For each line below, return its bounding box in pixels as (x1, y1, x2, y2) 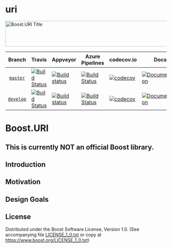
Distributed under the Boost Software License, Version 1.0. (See (5, 226, 140, 232)
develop (8, 96, 27, 102)
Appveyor (52, 56, 77, 63)
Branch (8, 56, 27, 63)
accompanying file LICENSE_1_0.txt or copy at (5, 232, 101, 238)
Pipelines (81, 59, 104, 66)
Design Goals (5, 195, 49, 203)
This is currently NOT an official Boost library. (5, 142, 155, 152)
